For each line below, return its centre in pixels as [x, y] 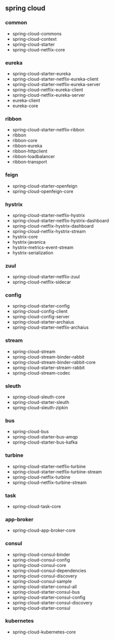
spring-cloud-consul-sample [42, 581]
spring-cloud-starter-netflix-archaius [50, 327]
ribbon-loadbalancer [33, 157]
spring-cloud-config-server [41, 317]
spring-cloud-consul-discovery [45, 576]
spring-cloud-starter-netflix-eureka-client [55, 79]
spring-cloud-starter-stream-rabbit [48, 368]
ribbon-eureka [27, 146]
